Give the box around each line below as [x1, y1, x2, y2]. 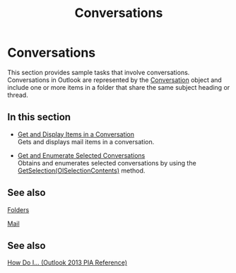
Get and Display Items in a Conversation [17, 129, 135, 139]
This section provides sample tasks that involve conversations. [7, 68, 190, 76]
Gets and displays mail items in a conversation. [17, 137, 155, 146]
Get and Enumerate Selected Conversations [17, 151, 146, 160]
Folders [7, 205, 30, 214]
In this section [7, 111, 71, 123]
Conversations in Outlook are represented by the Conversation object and [7, 76, 223, 84]
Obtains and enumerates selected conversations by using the [17, 158, 196, 167]
